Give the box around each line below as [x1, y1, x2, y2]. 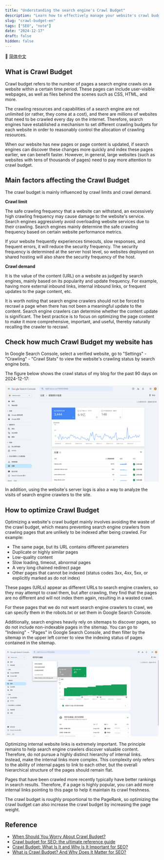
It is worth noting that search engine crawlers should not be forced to [5, 298, 144, 304]
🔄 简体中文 [5, 53, 27, 59]
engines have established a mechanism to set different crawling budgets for [5, 121, 158, 127]
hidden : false [5, 39, 34, 44]
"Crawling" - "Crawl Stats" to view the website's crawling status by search [5, 356, 155, 362]
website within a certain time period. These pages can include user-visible [5, 86, 155, 92]
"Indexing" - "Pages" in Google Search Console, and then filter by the [5, 629, 145, 635]
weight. [5, 806, 20, 813]
